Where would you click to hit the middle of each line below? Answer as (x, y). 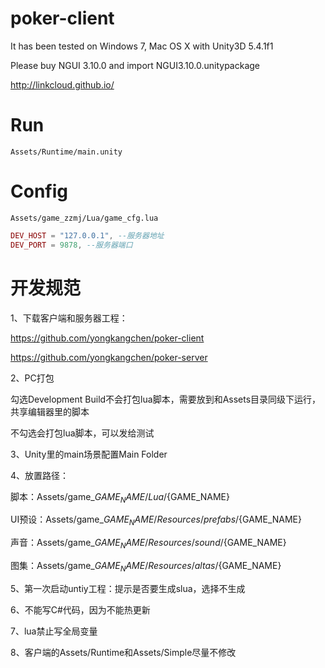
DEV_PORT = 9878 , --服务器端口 (71, 245)
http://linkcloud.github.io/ (62, 84)
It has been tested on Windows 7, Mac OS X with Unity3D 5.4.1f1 (142, 46)
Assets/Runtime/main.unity (66, 152)
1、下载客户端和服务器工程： (69, 318)
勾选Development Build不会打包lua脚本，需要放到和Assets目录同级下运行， (166, 399)
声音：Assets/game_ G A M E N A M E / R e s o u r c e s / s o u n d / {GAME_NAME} (148, 544)
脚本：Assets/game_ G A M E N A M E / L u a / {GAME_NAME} (120, 497)
